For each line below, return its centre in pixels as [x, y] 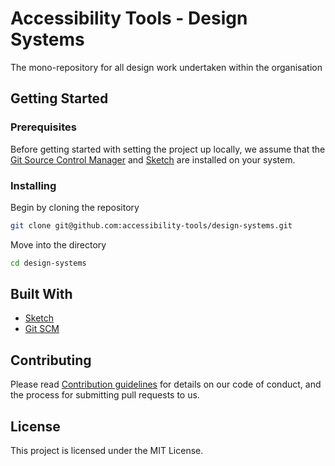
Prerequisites [43, 127]
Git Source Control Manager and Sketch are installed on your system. [153, 159]
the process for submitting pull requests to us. [105, 395]
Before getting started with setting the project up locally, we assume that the [168, 149]
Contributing [51, 360]
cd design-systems [48, 263]
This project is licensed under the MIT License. [107, 451]
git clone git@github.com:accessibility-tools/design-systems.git [151, 225]
